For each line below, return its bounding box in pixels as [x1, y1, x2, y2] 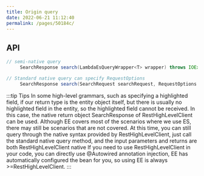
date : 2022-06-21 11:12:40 [6, 15, 75, 21]
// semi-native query [6, 59, 61, 65]
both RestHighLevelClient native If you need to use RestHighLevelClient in [6, 143, 191, 151]
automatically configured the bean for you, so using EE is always [6, 156, 168, 164]
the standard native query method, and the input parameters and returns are [6, 137, 197, 144]
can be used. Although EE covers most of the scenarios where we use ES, [6, 118, 191, 125]
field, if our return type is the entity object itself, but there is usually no [6, 98, 182, 106]
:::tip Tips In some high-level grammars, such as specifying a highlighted [6, 92, 188, 99]
